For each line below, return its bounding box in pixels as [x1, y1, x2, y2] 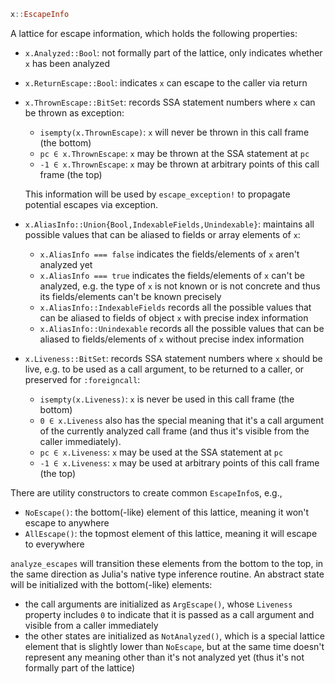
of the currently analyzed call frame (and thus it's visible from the [39, 425, 310, 437]
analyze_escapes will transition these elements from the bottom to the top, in [10, 557, 324, 569]
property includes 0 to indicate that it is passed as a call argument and [24, 608, 315, 620]
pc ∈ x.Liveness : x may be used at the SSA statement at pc [39, 446, 284, 458]
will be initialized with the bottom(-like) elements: [10, 578, 213, 590]
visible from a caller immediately [24, 619, 159, 631]
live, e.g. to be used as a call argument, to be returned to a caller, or [24, 363, 305, 375]
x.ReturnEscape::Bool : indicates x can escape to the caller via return [24, 76, 308, 89]
